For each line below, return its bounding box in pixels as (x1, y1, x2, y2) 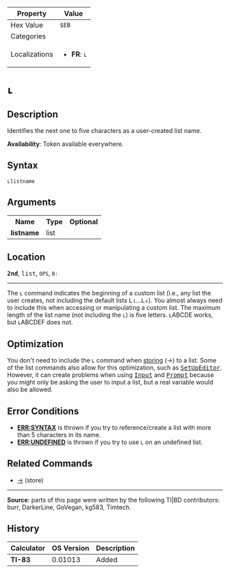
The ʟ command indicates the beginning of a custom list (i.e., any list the (7, 289, 212, 297)
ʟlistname (7, 178, 36, 184)
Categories (10, 32, 47, 40)
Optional (69, 217, 98, 226)
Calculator (10, 543, 46, 552)
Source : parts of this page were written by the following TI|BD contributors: (7, 496, 220, 504)
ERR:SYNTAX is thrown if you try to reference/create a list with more (16, 424, 212, 432)
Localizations (10, 49, 53, 59)
